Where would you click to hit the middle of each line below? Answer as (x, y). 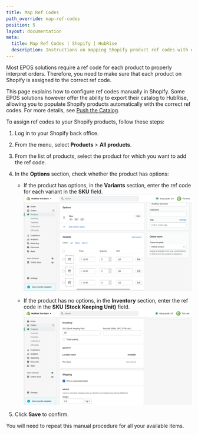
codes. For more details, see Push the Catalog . (63, 110)
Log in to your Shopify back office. (57, 133)
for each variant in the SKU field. (63, 191)
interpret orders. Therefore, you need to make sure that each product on (94, 73)
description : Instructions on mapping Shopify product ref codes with (100, 50)
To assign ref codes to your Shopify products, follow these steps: (85, 122)
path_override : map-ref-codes (43, 19)
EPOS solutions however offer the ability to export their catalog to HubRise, (97, 98)
